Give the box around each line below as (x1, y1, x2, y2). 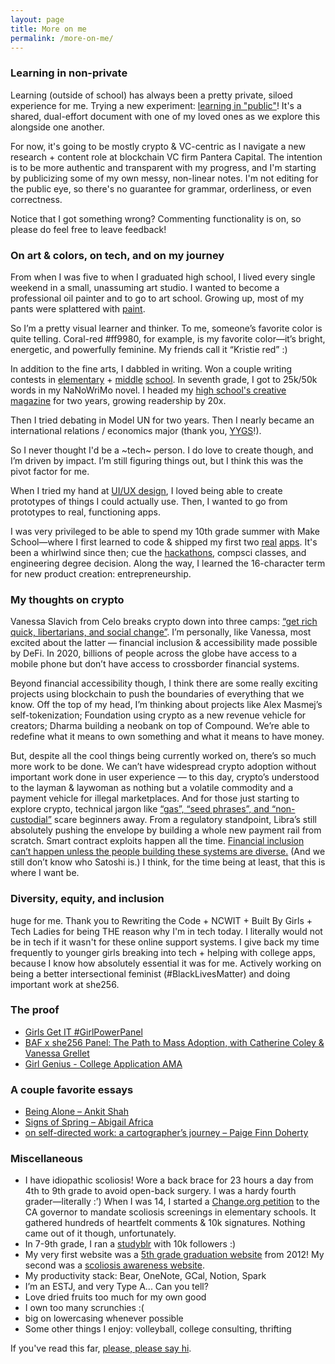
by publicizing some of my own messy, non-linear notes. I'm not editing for (10, 172, 319, 184)
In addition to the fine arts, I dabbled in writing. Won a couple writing (10, 362, 293, 375)
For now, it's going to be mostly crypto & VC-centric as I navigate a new (10, 140, 306, 152)
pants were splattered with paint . (10, 302, 146, 315)
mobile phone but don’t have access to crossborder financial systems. (10, 658, 300, 670)
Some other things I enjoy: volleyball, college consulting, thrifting (24, 1323, 292, 1335)
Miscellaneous (10, 1152, 83, 1166)
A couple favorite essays (10, 1082, 134, 1096)
